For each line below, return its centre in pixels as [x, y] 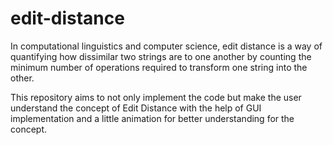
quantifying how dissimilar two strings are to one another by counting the [161, 56]
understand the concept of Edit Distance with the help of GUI [136, 108]
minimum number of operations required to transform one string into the [159, 67]
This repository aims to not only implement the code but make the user [156, 97]
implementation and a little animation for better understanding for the [152, 118]
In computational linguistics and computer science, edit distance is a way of [166, 46]
